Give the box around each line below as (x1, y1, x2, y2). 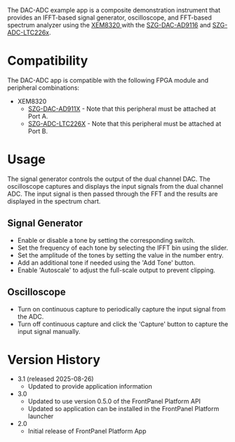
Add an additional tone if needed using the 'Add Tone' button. (17, 258, 196, 267)
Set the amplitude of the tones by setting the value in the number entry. (17, 250, 224, 259)
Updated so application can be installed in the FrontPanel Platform (27, 405, 220, 413)
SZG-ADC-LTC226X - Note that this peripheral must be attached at (27, 119, 222, 128)
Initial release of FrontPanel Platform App (27, 427, 147, 436)
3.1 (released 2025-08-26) (17, 375, 94, 383)
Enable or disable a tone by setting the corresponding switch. (17, 236, 195, 244)
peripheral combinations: (7, 83, 79, 92)
